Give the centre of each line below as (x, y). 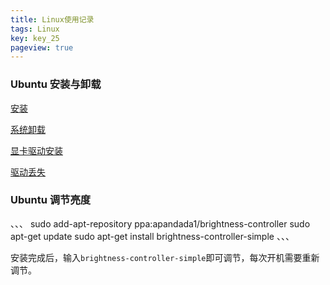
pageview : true (42, 47)
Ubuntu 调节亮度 (51, 200)
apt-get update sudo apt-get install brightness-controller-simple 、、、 (152, 236)
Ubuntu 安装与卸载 (56, 84)
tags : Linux (35, 29)
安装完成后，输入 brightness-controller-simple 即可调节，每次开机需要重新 (165, 257)
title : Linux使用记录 (52, 19)
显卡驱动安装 (36, 150)
